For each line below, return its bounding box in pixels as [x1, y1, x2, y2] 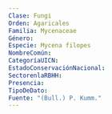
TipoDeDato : [8, 86, 48, 95]
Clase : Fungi [8, 11, 52, 20]
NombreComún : [8, 49, 52, 57]
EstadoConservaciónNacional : [8, 64, 106, 72]
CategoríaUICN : [8, 57, 59, 65]
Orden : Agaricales [8, 19, 70, 27]
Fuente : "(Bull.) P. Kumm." [8, 94, 102, 102]
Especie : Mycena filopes [8, 42, 91, 50]
